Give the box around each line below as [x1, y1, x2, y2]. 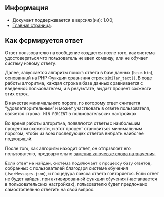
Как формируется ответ [5, 36, 83, 45]
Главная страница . [12, 22, 52, 28]
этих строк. [5, 91, 29, 97]
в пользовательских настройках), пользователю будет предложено [5, 181, 148, 187]
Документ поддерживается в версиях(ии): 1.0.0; [12, 17, 114, 23]
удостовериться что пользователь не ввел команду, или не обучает [5, 55, 148, 61]
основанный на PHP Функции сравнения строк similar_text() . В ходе [5, 75, 152, 81]
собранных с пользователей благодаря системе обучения [5, 165, 128, 171]
